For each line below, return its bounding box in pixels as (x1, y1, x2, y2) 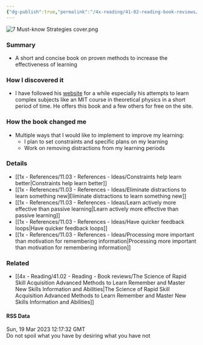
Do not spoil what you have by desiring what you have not (6, 332, 151, 340)
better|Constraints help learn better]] (14, 179, 108, 186)
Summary (6, 41, 36, 49)
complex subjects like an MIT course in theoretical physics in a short (14, 96, 186, 103)
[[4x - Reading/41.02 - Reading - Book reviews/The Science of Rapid (14, 273, 187, 280)
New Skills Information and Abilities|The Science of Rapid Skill (14, 286, 170, 293)
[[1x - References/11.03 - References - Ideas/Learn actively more (14, 199, 176, 206)
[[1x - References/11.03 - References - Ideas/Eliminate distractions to (14, 186, 187, 193)
